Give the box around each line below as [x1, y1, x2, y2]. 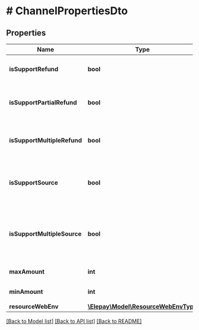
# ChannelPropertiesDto [6, 4, 129, 18]
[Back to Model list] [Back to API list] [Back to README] [6, 318, 142, 325]
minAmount [9, 288, 43, 296]
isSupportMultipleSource [9, 230, 82, 238]
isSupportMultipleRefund [9, 137, 82, 144]
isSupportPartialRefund [9, 99, 77, 106]
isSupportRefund [9, 65, 59, 73]
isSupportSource [9, 179, 58, 186]
